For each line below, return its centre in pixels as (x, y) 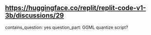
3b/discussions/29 (35, 16)
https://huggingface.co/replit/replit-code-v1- (75, 8)
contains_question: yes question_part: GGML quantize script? (66, 27)
